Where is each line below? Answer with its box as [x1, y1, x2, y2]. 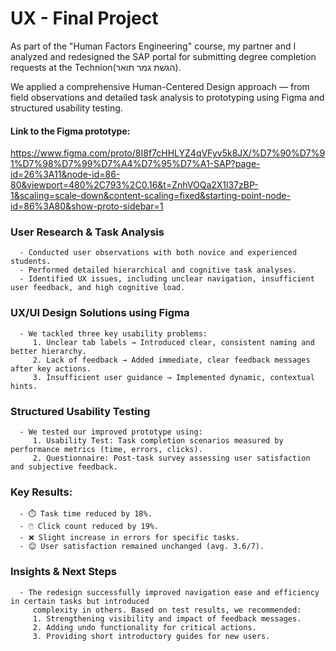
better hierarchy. [10, 346, 87, 356]
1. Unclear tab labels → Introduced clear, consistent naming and [32, 337, 315, 347]
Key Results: [10, 485, 73, 499]
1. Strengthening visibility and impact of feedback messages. [32, 613, 302, 624]
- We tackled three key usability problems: [19, 328, 208, 339]
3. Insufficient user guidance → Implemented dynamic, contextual [32, 372, 315, 382]
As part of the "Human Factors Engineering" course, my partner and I [10, 40, 297, 52]
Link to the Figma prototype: [10, 125, 131, 137]
